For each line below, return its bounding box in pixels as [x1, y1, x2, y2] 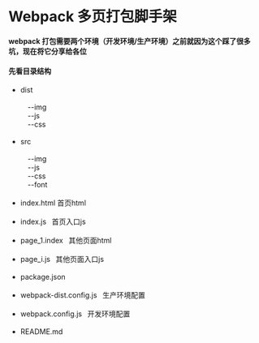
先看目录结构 [8, 66, 51, 76]
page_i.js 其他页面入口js [19, 254, 104, 264]
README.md [19, 326, 63, 337]
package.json [19, 272, 67, 281]
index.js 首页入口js [19, 217, 87, 226]
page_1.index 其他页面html [19, 235, 112, 245]
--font [27, 179, 48, 189]
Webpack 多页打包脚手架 [8, 7, 177, 26]
